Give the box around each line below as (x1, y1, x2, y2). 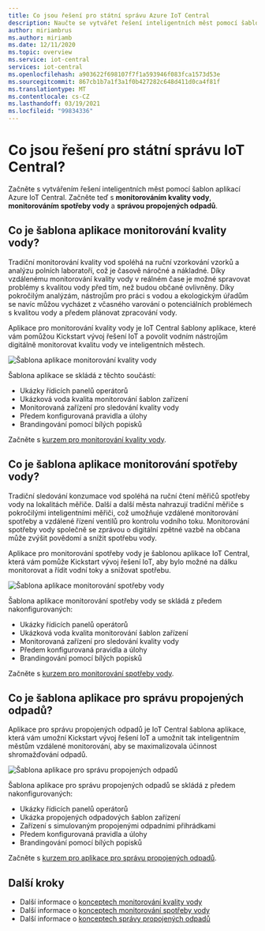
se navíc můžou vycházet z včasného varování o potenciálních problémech (8, 299, 252, 308)
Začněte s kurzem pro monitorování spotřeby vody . (8, 668, 174, 678)
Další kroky (8, 876, 65, 890)
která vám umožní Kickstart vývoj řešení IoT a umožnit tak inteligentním (8, 733, 240, 743)
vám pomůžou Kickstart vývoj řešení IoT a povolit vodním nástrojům (8, 331, 229, 341)
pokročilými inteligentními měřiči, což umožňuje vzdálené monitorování (8, 508, 239, 517)
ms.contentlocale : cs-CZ (8, 93, 90, 100)
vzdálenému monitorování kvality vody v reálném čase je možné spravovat (8, 274, 251, 283)
